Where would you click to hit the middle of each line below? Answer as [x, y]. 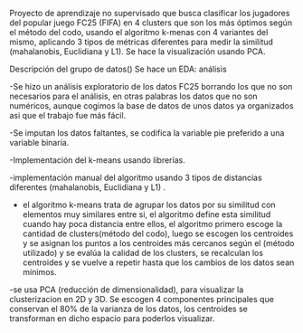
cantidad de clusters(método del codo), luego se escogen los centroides [158, 233]
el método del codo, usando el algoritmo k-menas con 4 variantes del [139, 32]
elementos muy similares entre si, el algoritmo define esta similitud [147, 214]
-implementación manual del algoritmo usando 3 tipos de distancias [136, 177]
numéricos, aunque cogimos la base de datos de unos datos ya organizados [151, 106]
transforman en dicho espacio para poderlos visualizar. [112, 319]
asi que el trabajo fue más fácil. [68, 115]
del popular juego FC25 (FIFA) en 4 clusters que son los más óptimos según [151, 23]
